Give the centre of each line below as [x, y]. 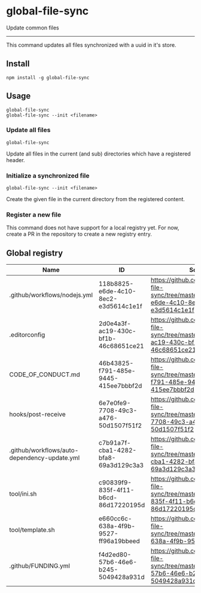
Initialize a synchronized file [48, 175]
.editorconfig [27, 335]
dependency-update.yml [45, 458]
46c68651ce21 [121, 346]
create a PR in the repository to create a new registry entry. [79, 234]
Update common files [33, 28]
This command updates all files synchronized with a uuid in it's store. [91, 45]
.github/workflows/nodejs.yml [51, 295]
